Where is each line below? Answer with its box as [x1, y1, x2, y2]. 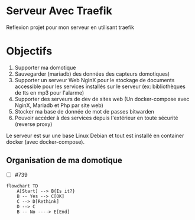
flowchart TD [6, 183, 38, 189]
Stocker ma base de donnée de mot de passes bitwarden [14, 108, 155, 115]
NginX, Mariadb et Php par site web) [14, 102, 103, 109]
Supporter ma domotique [14, 64, 76, 71]
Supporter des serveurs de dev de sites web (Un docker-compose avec [14, 95, 190, 102]
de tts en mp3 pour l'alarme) [14, 89, 84, 96]
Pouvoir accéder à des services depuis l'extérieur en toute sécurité [14, 114, 178, 121]
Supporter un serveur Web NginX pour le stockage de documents [14, 76, 175, 83]
